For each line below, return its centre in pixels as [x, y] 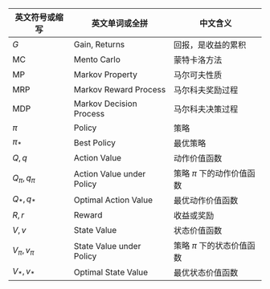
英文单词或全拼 [120, 23]
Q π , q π [24, 179]
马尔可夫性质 [198, 75]
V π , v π [23, 251]
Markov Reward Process [120, 90]
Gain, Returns [99, 45]
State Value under [107, 246]
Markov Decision [106, 104]
